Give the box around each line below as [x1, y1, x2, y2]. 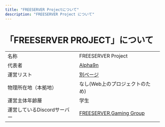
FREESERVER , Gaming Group [79, 110, 145, 117]
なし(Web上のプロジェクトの [79, 81, 146, 88]
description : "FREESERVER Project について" [5, 12, 95, 17]
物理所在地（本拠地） [7, 84, 57, 91]
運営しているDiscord [7, 106, 55, 113]
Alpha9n [79, 62, 99, 69]
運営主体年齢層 [7, 97, 43, 104]
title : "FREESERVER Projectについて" [5, 7, 80, 12]
